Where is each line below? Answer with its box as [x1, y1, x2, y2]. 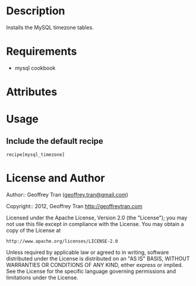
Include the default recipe [6, 136, 104, 146]
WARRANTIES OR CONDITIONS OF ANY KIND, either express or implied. [6, 262, 183, 268]
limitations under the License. [6, 274, 78, 281]
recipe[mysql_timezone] [6, 152, 65, 158]
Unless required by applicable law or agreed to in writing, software [6, 249, 169, 256]
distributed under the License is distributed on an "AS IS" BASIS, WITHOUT [6, 255, 190, 262]
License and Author [6, 171, 105, 185]
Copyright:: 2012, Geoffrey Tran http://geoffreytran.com [6, 203, 143, 209]
